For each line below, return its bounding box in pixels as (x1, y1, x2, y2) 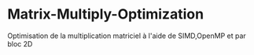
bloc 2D (7, 39, 33, 48)
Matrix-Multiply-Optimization (7, 5, 204, 23)
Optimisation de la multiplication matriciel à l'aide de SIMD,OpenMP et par (7, 31, 247, 40)
